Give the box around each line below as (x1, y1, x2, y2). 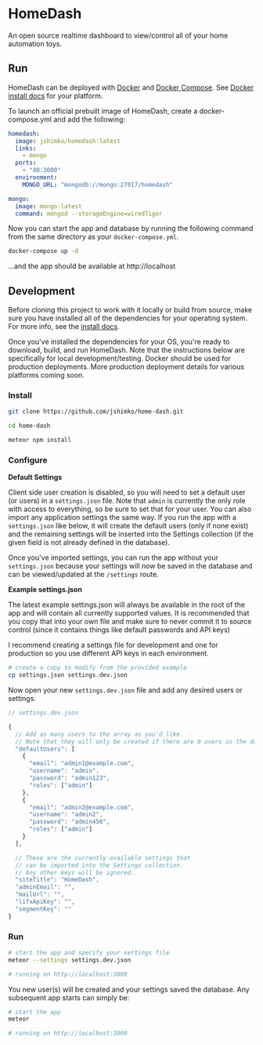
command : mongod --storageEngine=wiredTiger (15, 210, 163, 217)
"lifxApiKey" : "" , (15, 898, 76, 906)
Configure (8, 455, 48, 466)
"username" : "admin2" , (28, 810, 103, 819)
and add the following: (53, 115, 126, 124)
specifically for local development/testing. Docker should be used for (8, 354, 231, 364)
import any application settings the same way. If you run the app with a (8, 513, 237, 522)
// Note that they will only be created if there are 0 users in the (15, 737, 247, 746)
